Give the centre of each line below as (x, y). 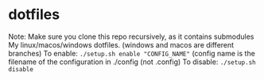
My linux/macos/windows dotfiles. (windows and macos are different (121, 44)
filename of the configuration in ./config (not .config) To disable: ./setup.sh (132, 62)
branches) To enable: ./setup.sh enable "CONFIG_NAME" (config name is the (132, 53)
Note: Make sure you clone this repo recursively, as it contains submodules (131, 36)
